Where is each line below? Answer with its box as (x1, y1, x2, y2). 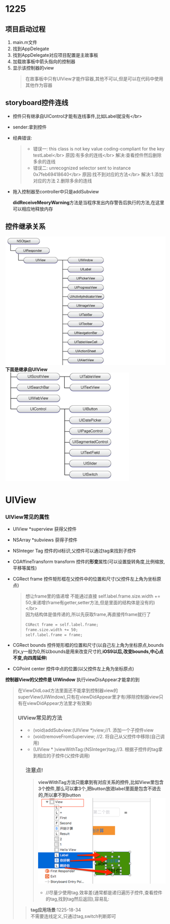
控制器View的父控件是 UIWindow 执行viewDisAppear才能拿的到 (5, 676, 140, 683)
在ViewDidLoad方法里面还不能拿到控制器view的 (17, 688, 118, 694)
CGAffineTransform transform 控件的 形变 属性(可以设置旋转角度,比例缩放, (12, 559, 165, 565)
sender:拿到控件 (12, 124, 47, 130)
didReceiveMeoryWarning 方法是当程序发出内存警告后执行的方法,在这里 (12, 199, 164, 205)
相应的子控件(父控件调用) (37, 753, 90, 759)
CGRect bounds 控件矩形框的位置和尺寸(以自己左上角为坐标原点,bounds (12, 642, 164, 648)
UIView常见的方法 (17, 714, 63, 721)
